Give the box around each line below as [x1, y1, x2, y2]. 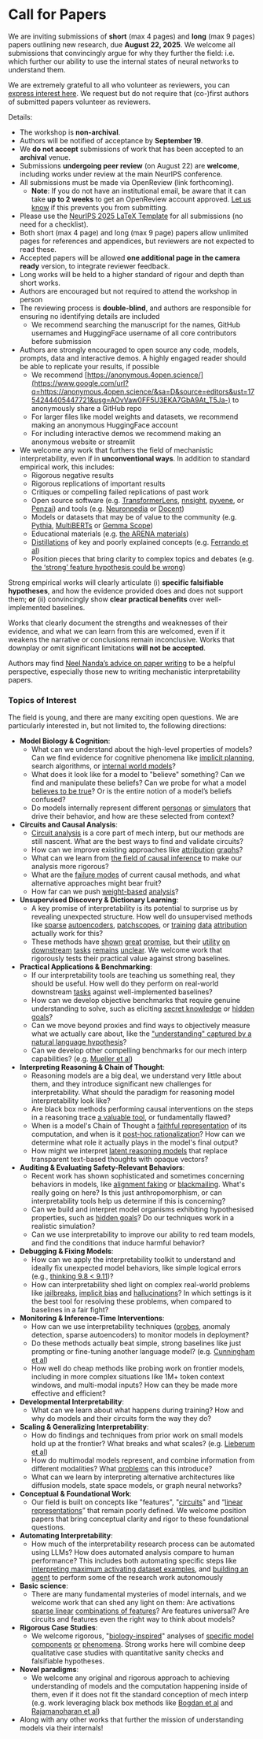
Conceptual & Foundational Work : [19, 1489, 132, 1499]
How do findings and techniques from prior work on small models [31, 1430, 243, 1440]
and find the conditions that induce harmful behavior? [31, 1238, 206, 1248]
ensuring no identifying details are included [19, 311, 160, 320]
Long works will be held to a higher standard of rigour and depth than [19, 269, 245, 279]
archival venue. [19, 152, 71, 162]
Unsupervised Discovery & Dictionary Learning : [19, 895, 179, 905]
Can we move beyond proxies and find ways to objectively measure [31, 1021, 250, 1030]
